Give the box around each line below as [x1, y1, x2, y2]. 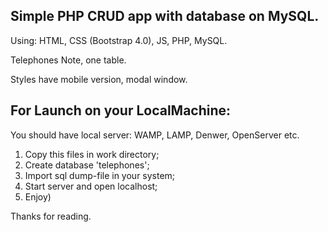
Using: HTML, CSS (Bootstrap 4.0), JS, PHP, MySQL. [10, 34, 228, 46]
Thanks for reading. [10, 210, 92, 222]
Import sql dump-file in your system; [24, 169, 176, 181]
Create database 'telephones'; [24, 159, 150, 171]
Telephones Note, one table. [10, 54, 127, 66]
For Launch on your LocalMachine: [10, 102, 232, 119]
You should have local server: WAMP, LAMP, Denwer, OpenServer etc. [10, 129, 300, 141]
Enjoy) [24, 190, 52, 203]
